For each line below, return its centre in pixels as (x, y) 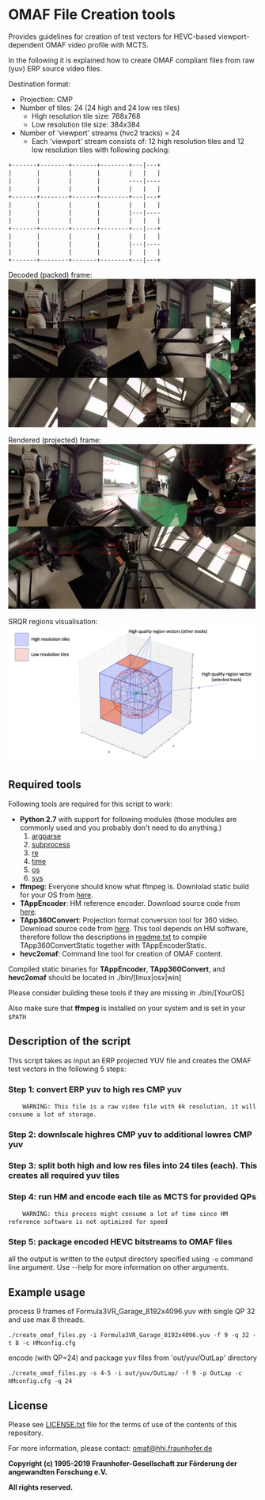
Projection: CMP (46, 99)
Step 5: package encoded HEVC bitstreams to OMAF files (121, 1242)
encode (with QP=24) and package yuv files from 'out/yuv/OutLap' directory (132, 1358)
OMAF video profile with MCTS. (97, 44)
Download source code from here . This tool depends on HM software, (134, 928)
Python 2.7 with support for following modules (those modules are (128, 819)
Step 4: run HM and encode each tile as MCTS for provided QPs (132, 1196)
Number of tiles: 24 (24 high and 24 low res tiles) (100, 108)
